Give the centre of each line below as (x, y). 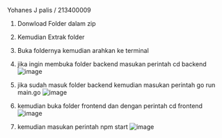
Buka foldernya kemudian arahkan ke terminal (83, 51)
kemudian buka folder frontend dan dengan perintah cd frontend (110, 106)
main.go (29, 92)
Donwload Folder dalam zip (56, 23)
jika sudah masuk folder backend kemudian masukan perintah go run (116, 85)
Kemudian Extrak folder (51, 37)
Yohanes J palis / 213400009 (49, 10)
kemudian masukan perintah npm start (72, 127)
